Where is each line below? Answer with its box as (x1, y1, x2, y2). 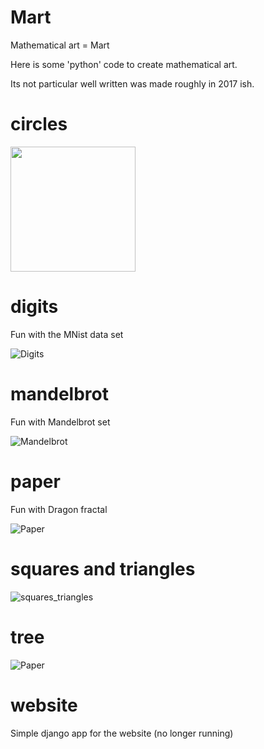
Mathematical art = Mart (10, 39, 110, 51)
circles (10, 113, 68, 136)
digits (10, 296, 59, 318)
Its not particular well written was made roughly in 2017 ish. (10, 77, 255, 90)
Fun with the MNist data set (10, 328, 124, 340)
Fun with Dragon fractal (10, 503, 108, 515)
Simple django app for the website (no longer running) (10, 727, 234, 739)
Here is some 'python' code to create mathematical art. (10, 58, 238, 70)
